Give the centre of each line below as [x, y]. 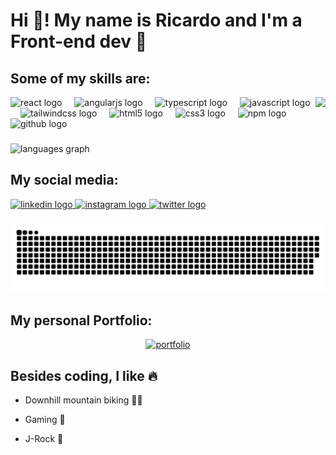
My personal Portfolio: [81, 320]
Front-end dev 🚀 [79, 41]
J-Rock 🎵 [44, 439]
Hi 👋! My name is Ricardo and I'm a [156, 20]
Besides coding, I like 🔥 [84, 375]
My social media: [64, 180]
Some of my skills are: [80, 78]
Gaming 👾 [45, 420]
